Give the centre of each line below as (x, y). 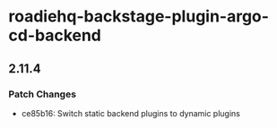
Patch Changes (43, 94)
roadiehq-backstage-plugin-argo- (139, 17)
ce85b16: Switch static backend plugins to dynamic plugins (131, 113)
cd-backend (55, 35)
